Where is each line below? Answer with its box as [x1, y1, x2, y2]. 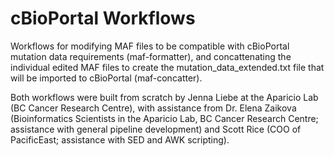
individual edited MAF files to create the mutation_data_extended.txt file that [10, 61, 325, 73]
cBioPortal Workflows [10, 7, 196, 30]
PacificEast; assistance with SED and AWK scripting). [10, 133, 230, 146]
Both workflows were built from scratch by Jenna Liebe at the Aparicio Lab [10, 91, 319, 103]
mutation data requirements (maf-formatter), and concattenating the [10, 50, 292, 62]
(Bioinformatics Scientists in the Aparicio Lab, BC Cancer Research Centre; [10, 112, 319, 124]
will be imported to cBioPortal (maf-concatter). [10, 72, 203, 84]
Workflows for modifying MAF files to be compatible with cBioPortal [10, 40, 290, 52]
